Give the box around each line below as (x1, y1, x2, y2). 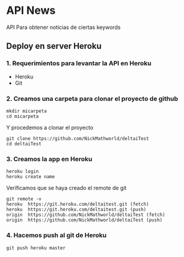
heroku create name (6, 174, 55, 180)
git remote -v (6, 196, 42, 202)
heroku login (6, 168, 39, 175)
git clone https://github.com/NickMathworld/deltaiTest (6, 135, 149, 142)
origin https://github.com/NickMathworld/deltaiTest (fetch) (6, 212, 165, 218)
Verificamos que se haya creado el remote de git (6, 185, 127, 192)
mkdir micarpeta (6, 108, 47, 114)
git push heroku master (6, 245, 66, 251)
